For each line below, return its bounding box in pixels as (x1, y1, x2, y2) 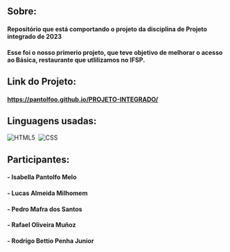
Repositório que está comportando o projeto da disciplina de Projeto (7, 24, 208, 33)
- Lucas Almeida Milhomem (7, 189, 88, 197)
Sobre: (7, 6, 37, 17)
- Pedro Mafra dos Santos (7, 205, 82, 213)
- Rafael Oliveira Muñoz (7, 221, 76, 229)
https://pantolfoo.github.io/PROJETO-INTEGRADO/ (7, 95, 159, 103)
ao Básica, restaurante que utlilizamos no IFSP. (7, 56, 145, 64)
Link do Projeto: (7, 76, 76, 87)
